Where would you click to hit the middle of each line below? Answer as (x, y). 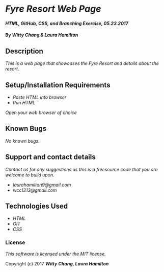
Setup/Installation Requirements (58, 85)
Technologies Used (36, 206)
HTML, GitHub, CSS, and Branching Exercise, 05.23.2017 (67, 23)
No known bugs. (22, 141)
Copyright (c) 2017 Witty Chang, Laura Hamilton (57, 263)
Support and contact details (50, 157)
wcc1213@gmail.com (35, 190)
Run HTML (24, 103)
